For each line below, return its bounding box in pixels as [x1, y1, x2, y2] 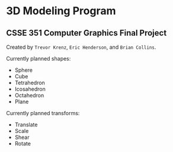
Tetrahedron [14, 79, 46, 86]
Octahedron [14, 92, 44, 99]
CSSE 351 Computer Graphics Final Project [6, 28, 167, 38]
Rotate [14, 140, 31, 147]
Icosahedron [14, 85, 46, 93]
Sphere [14, 66, 33, 74]
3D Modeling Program [6, 4, 116, 18]
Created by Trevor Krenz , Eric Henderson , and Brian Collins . [6, 43, 156, 50]
